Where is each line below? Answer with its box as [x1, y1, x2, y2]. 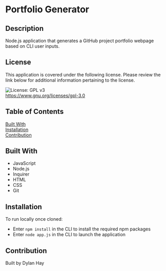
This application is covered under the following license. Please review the [5, 71, 161, 78]
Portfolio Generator [5, 4, 89, 15]
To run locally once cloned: [5, 216, 63, 222]
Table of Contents [5, 107, 64, 116]
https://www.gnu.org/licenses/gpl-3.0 [5, 92, 86, 99]
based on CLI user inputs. [5, 43, 60, 49]
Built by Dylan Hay [5, 260, 45, 266]
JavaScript [12, 160, 36, 166]
